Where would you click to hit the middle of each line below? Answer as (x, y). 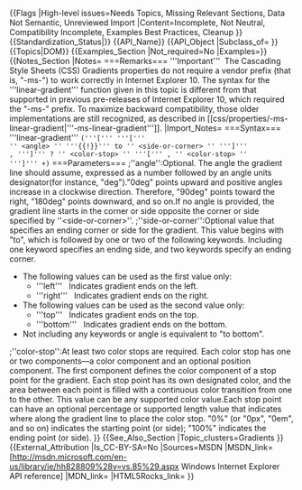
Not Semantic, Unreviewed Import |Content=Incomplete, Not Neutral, (137, 23)
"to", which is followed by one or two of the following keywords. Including (146, 240)
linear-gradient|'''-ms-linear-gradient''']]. (86, 128)
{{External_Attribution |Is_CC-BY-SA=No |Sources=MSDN (116, 447)
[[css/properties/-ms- (247, 118)
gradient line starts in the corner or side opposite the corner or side (134, 211)
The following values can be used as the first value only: (127, 276)
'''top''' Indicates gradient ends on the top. (117, 314)
